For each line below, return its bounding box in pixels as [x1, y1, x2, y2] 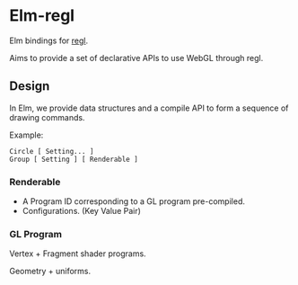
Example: [9, 129, 44, 140]
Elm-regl [9, 5, 74, 26]
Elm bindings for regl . [9, 35, 88, 46]
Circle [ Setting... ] [9, 147, 94, 156]
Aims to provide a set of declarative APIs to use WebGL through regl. [9, 52, 264, 63]
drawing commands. [9, 111, 85, 122]
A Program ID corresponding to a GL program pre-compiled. [22, 196, 245, 207]
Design [9, 78, 50, 94]
